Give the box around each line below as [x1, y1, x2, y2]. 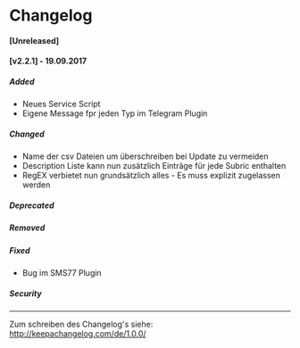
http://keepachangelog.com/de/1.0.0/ [9, 328, 146, 339]
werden [21, 179, 51, 190]
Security [9, 287, 42, 299]
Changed [9, 128, 45, 139]
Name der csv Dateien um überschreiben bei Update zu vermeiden [21, 151, 270, 162]
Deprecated [9, 200, 54, 211]
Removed [9, 222, 46, 233]
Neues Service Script [21, 99, 101, 110]
